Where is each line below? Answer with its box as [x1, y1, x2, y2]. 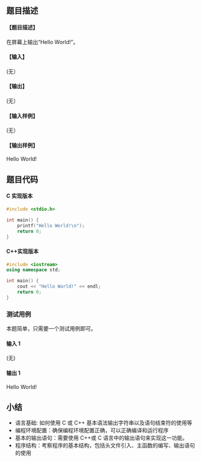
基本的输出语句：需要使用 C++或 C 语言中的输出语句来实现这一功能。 [14, 434, 188, 441]
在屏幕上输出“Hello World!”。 [6, 38, 78, 45]
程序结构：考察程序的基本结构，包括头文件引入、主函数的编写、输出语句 [14, 442, 195, 449]
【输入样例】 [6, 112, 38, 119]
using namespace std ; [6, 267, 61, 273]
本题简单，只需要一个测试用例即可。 [6, 325, 97, 332]
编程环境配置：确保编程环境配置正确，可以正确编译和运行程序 [14, 427, 169, 434]
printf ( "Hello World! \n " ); [17, 223, 85, 229]
